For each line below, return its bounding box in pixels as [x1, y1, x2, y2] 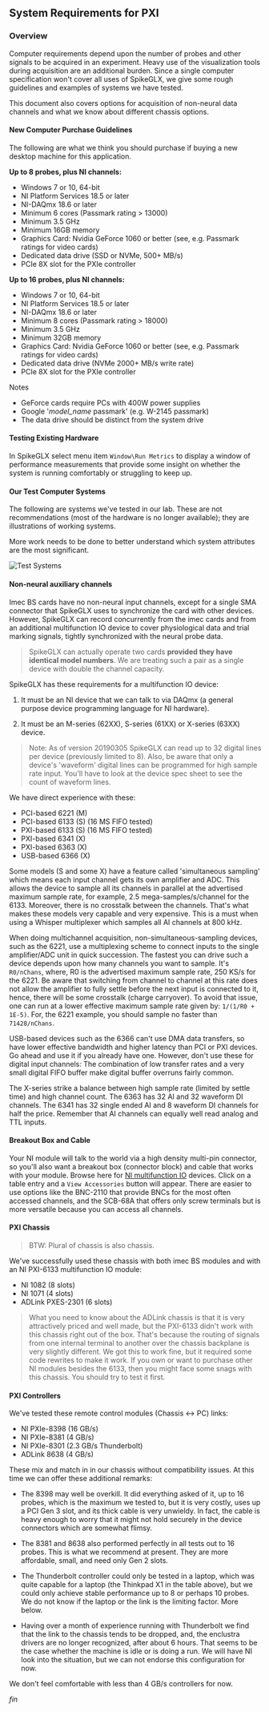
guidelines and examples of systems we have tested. [9, 83, 183, 92]
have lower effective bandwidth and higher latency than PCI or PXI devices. [9, 1042, 259, 1052]
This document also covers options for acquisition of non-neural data [9, 98, 238, 107]
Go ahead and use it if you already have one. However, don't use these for [9, 1050, 255, 1060]
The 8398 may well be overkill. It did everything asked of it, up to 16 [20, 1489, 245, 1499]
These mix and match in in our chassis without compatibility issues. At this [9, 1465, 255, 1475]
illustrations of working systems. [9, 521, 116, 531]
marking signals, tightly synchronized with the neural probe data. [9, 631, 223, 640]
